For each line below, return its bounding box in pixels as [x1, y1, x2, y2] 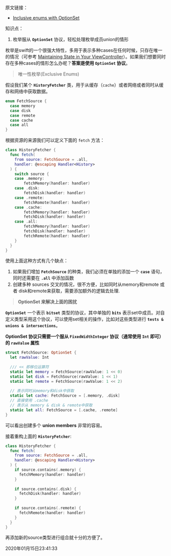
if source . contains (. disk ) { [14, 486, 77, 492]
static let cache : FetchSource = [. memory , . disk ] [10, 393, 120, 398]
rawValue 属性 [11, 340, 39, 346]
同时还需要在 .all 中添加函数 [12, 275, 74, 281]
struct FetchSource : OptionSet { [5, 350, 77, 356]
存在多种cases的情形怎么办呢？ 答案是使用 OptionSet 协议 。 [5, 60, 131, 66]
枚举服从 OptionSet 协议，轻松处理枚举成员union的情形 [12, 36, 129, 42]
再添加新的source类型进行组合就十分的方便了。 [5, 534, 105, 541]
